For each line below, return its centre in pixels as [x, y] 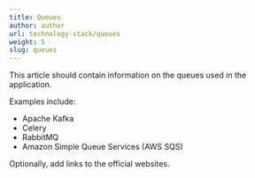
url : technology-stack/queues [65, 33]
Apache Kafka [48, 119]
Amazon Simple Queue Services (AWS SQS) [102, 147]
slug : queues [33, 50]
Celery [34, 128]
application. [31, 85]
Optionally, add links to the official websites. [89, 164]
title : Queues [35, 17]
